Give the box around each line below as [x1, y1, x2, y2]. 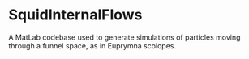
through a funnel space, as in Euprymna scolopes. [8, 40, 177, 50]
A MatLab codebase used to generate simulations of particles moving [8, 32, 241, 42]
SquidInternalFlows [8, 6, 143, 24]
